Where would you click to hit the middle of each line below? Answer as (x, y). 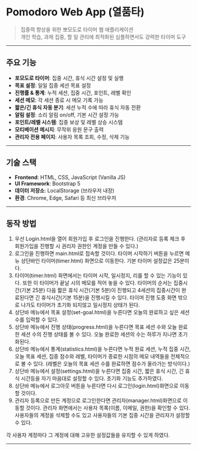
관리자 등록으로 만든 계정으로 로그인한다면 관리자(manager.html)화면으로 (98, 401)
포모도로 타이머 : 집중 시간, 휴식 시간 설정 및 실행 (69, 78)
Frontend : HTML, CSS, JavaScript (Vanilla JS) (70, 177)
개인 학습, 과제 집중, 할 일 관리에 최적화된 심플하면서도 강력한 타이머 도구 (103, 36)
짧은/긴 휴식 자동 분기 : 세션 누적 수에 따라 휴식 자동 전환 (78, 107)
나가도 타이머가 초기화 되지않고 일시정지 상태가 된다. (80, 305)
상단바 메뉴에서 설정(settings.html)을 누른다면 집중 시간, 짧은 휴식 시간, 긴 (99, 371)
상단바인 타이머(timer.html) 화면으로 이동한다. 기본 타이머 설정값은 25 (100, 261)
